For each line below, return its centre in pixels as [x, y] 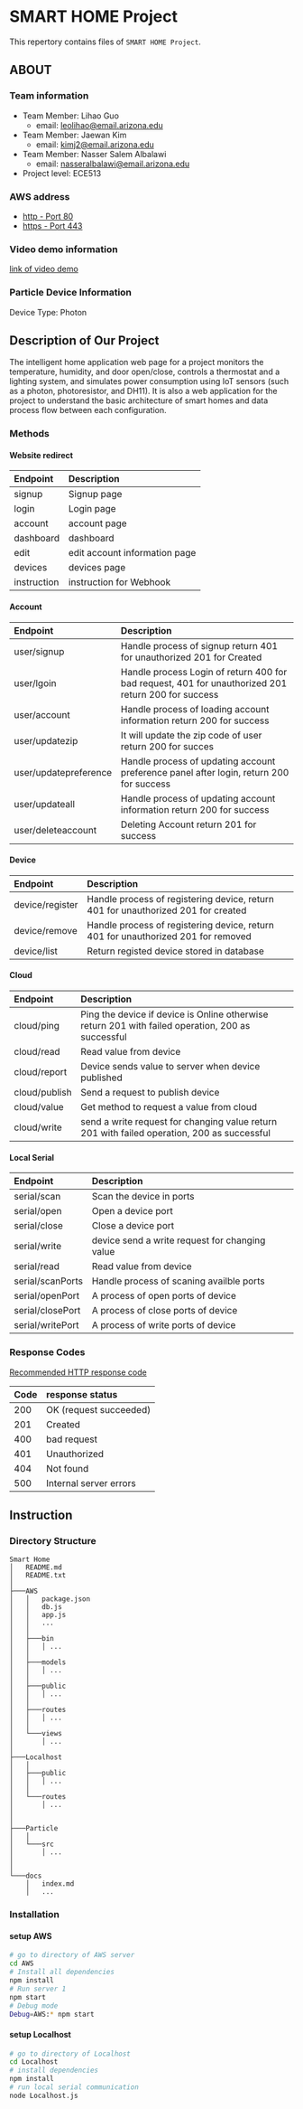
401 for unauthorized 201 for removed [170, 936]
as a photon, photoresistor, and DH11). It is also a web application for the [143, 391]
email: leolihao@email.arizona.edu [100, 125]
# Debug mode [34, 2005]
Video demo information [64, 249]
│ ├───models [38, 1662]
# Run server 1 [38, 1989]
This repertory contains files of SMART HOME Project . [105, 42]
